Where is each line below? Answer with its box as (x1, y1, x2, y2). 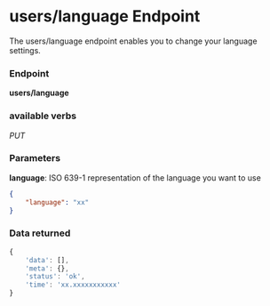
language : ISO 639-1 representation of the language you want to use (9, 172, 262, 183)
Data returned (9, 227, 71, 239)
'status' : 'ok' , (25, 272, 86, 281)
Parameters (9, 152, 60, 165)
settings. (9, 44, 42, 55)
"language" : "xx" (25, 197, 90, 206)
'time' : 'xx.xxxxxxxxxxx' (25, 280, 122, 290)
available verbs (9, 109, 77, 122)
